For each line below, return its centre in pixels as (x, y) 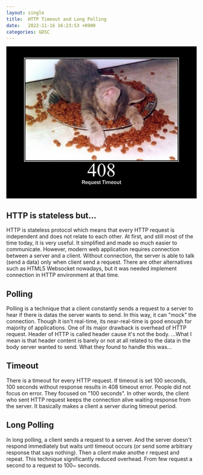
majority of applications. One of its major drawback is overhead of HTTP (96, 328)
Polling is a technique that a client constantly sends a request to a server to (100, 308)
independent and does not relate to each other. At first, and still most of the (100, 237)
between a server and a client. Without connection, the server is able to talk (101, 256)
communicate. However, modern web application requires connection (93, 249)
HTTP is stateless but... (51, 215)
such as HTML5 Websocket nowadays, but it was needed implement (92, 269)
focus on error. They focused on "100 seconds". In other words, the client (98, 393)
